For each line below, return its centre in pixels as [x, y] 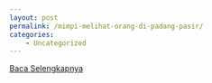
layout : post [34, 18]
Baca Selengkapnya [46, 69]
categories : [32, 34]
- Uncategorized [56, 43]
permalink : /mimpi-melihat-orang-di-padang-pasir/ [106, 26]
